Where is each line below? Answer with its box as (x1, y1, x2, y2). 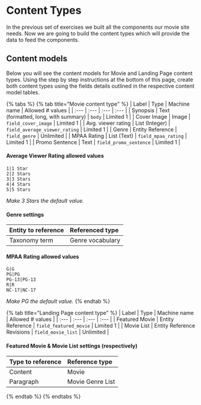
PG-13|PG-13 (6, 277, 36, 283)
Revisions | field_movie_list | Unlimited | (6, 328, 109, 336)
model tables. (6, 88, 40, 96)
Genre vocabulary (70, 236, 121, 245)
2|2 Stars (6, 170, 31, 177)
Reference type (67, 358, 113, 366)
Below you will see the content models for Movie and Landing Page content (6, 70, 193, 77)
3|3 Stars (6, 176, 31, 182)
